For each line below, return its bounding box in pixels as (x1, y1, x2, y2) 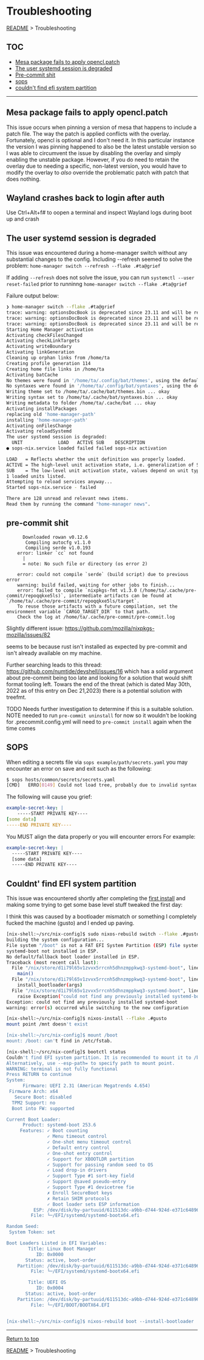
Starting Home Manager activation (6, 327, 94, 333)
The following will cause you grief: (6, 793, 92, 800)
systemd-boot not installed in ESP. (6, 948, 99, 954)
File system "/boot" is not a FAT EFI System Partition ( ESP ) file (6, 942, 181, 948)
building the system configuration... (6, 937, 104, 943)
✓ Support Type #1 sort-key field (47, 1173, 135, 1179)
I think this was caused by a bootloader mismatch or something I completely (6, 913, 197, 920)
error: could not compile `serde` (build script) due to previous (17, 571, 189, 577)
